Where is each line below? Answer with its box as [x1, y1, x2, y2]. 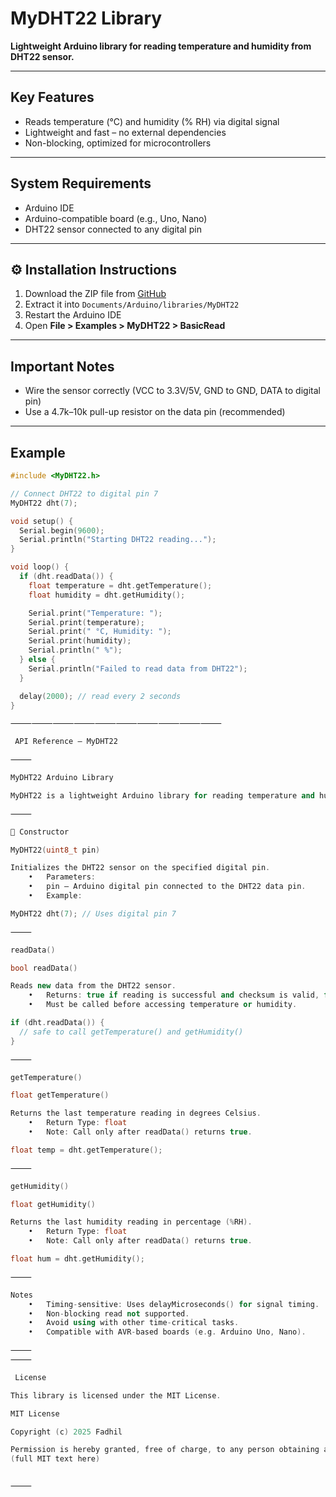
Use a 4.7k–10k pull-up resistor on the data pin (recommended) [24, 406, 286, 418]
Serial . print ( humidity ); [28, 636, 132, 646]
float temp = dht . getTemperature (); [10, 1145, 163, 1155]
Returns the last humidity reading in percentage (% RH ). [10, 1217, 253, 1227]
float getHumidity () [10, 1199, 97, 1209]
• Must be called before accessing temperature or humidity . [28, 1000, 298, 1010]
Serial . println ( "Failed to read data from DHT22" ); [28, 663, 248, 674]
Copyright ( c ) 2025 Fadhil [10, 1427, 123, 1437]
